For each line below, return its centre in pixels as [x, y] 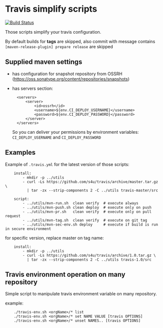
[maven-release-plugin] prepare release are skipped [59, 46]
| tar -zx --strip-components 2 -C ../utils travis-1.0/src [89, 260]
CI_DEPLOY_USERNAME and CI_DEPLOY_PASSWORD [57, 137]
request [13, 216]
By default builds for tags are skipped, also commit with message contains [80, 41]
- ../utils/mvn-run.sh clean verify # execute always [81, 203]
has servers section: [32, 88]
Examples [20, 153]
